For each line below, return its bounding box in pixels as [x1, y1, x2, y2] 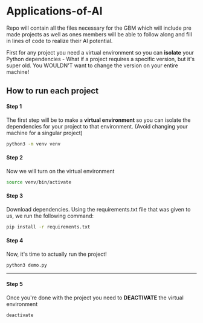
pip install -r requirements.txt [6, 224, 91, 230]
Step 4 [6, 237, 24, 244]
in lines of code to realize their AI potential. [6, 37, 113, 44]
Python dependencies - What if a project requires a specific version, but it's [6, 55, 195, 62]
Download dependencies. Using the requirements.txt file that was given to [6, 205, 191, 213]
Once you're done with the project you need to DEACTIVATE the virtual [6, 294, 184, 301]
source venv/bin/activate [6, 179, 71, 185]
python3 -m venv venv [6, 141, 61, 147]
